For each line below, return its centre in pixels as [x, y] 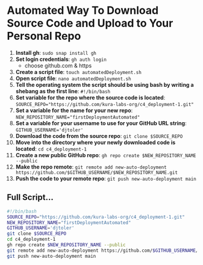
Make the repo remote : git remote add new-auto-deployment [91, 167]
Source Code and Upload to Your [90, 23]
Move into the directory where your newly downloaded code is [95, 142]
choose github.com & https [58, 65]
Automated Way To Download [83, 11]
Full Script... [30, 197]
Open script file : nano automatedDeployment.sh [73, 78]
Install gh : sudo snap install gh [56, 52]
